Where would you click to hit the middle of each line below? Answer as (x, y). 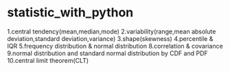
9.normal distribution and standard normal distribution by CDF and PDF (107, 53)
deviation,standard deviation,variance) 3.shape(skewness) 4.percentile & (110, 38)
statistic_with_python (70, 13)
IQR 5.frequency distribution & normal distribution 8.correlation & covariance (115, 46)
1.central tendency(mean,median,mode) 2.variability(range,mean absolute (112, 31)
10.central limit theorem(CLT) (48, 60)
